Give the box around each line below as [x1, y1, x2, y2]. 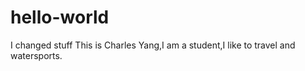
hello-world [10, 6, 110, 29]
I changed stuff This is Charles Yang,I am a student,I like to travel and [10, 39, 296, 51]
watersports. [10, 49, 63, 61]
